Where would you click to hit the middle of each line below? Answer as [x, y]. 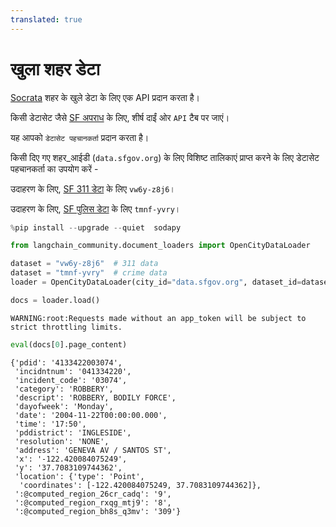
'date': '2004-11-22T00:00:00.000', [91, 415]
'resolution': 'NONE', [62, 441]
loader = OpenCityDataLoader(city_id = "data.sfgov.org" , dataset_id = [156, 282]
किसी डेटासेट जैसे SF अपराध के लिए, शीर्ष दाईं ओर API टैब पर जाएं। [120, 117]
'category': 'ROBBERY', [64, 389]
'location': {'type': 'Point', [79, 476]
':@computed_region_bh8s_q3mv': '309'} [98, 511]
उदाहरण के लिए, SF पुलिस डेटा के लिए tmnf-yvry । [96, 208]
